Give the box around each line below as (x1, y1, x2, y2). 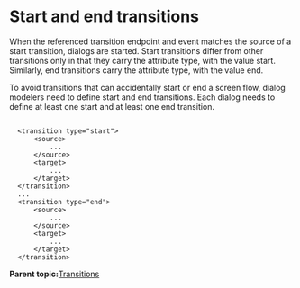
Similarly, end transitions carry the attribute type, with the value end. (9, 65, 264, 76)
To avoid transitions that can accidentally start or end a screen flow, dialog (9, 82, 286, 93)
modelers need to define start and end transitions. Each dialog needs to (9, 92, 276, 103)
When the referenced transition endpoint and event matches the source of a (9, 36, 292, 47)
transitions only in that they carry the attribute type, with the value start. (9, 55, 277, 66)
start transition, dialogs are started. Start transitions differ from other (9, 45, 264, 56)
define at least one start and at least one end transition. (9, 101, 214, 112)
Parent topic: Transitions (9, 268, 100, 279)
